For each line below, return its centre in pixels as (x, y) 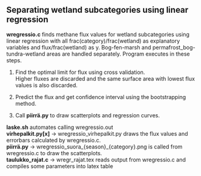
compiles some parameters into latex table (60, 166)
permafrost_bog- (174, 47)
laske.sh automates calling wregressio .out (60, 127)
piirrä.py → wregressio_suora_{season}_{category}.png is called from (94, 147)
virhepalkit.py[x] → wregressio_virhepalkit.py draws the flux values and (97, 133)
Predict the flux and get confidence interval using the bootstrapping (100, 97)
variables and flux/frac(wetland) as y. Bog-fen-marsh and (79, 47)
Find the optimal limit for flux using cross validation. (80, 72)
